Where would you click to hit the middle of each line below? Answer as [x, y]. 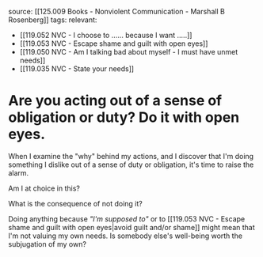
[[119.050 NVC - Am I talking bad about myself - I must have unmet [129, 52]
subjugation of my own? [48, 244]
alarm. [19, 172]
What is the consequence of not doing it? [75, 203]
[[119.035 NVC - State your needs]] [77, 69]
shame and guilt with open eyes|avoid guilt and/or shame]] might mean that [131, 227]
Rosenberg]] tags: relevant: [53, 20]
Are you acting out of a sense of [115, 101]
